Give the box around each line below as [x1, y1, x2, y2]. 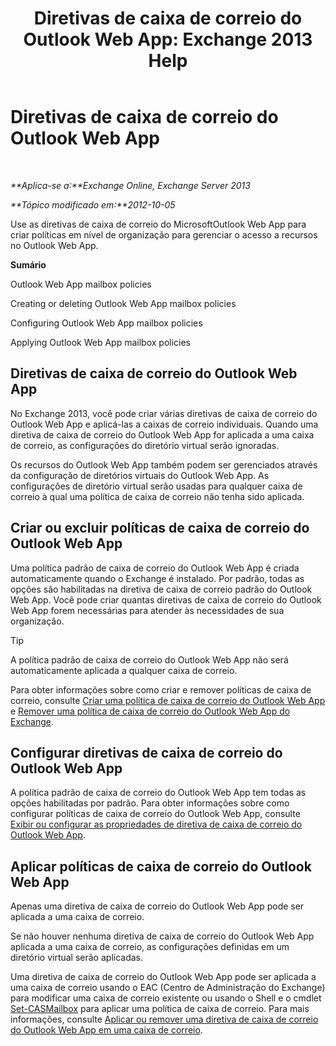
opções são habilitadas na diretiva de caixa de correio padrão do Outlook [10, 583, 313, 595]
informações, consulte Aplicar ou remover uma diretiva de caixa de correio [10, 1013, 319, 1026]
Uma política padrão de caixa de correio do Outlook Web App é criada [10, 562, 300, 574]
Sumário [10, 258, 47, 271]
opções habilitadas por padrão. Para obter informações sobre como [10, 797, 290, 809]
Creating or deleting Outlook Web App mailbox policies [10, 297, 237, 309]
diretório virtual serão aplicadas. [10, 952, 144, 964]
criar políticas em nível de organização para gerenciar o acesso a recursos [10, 228, 318, 241]
